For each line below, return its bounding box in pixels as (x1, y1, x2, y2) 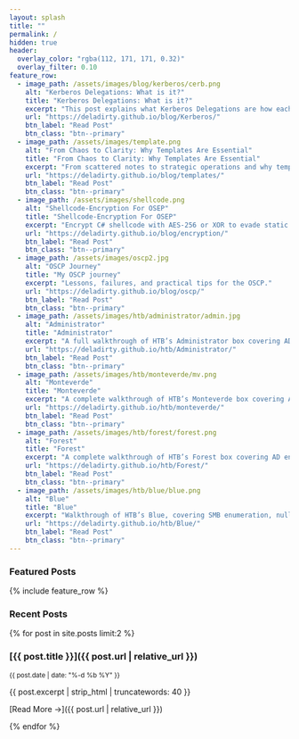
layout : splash (9, 12, 66, 22)
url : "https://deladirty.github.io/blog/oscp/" (25, 286, 205, 295)
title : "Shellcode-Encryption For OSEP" (25, 212, 177, 221)
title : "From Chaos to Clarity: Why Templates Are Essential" (25, 154, 261, 163)
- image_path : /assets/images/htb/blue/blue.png (17, 486, 201, 495)
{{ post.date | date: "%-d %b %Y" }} (9, 670, 120, 679)
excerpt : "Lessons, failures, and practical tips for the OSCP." (25, 278, 273, 287)
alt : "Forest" (25, 436, 77, 445)
